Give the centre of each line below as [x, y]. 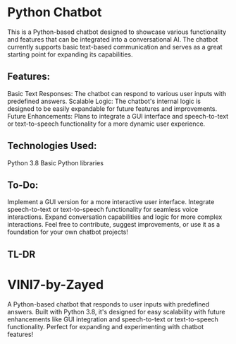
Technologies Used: [52, 146]
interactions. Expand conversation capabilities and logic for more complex [115, 217]
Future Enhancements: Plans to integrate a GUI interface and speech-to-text [118, 116]
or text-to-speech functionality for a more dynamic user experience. [106, 124]
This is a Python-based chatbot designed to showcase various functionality [117, 32]
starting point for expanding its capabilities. [70, 54]
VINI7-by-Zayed [56, 284]
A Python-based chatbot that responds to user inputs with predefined [108, 304]
